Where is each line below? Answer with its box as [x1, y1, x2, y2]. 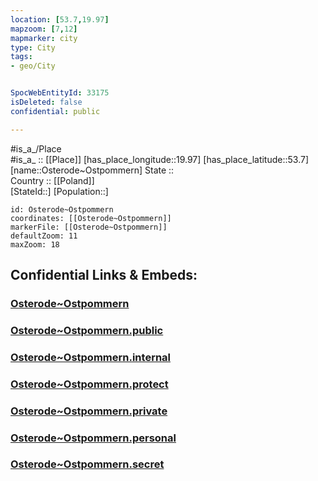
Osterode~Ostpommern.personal [10, 431, 177, 445]
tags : [10, 52, 33, 62]
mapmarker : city [10, 33, 78, 43]
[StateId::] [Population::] [10, 185, 109, 197]
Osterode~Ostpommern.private [10, 404, 168, 418]
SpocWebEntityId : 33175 [10, 88, 110, 98]
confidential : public [10, 106, 101, 116]
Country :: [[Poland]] [10, 174, 95, 186]
